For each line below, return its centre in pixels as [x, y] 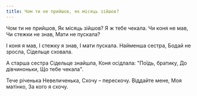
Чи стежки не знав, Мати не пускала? [53, 34]
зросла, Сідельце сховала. [40, 51]
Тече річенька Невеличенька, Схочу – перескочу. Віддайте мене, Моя [94, 80]
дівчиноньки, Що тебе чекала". [45, 69]
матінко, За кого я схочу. [37, 86]
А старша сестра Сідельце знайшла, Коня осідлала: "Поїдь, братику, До [97, 63]
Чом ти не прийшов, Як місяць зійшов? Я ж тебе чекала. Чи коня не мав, [97, 28]
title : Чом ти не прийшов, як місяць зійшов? [62, 11]
